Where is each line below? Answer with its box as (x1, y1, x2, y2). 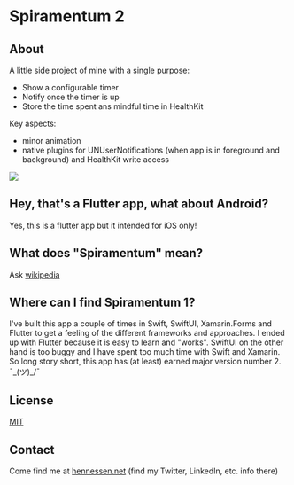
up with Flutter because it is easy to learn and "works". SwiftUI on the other (9, 337, 284, 348)
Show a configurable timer (21, 82, 120, 92)
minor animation (21, 136, 81, 145)
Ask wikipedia (9, 269, 60, 280)
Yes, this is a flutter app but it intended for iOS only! (9, 220, 197, 231)
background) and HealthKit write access (21, 154, 170, 165)
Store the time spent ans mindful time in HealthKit (21, 101, 204, 112)
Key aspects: (9, 118, 57, 129)
